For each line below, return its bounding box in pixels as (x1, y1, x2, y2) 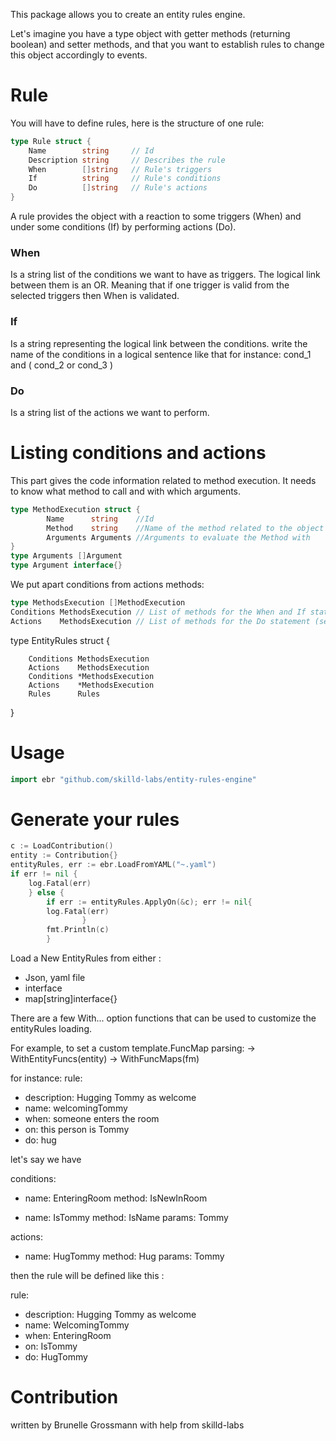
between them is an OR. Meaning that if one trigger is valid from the (10, 279, 290, 291)
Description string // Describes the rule (28, 155, 226, 165)
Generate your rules (10, 808, 180, 831)
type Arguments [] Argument (10, 551, 123, 561)
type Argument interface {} (10, 560, 123, 571)
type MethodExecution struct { (10, 504, 141, 514)
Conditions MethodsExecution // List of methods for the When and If (10, 607, 307, 617)
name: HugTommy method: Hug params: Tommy (24, 1250, 225, 1263)
